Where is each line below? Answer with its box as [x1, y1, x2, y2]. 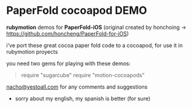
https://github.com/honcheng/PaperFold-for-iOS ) [6, 30, 129, 37]
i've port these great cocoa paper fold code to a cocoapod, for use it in [6, 42, 183, 49]
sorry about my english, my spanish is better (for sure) [14, 95, 151, 102]
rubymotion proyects [6, 48, 59, 55]
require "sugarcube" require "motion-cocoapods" [21, 71, 145, 78]
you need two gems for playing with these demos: [6, 60, 131, 67]
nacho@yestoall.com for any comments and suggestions [6, 83, 148, 91]
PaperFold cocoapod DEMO [6, 4, 147, 17]
